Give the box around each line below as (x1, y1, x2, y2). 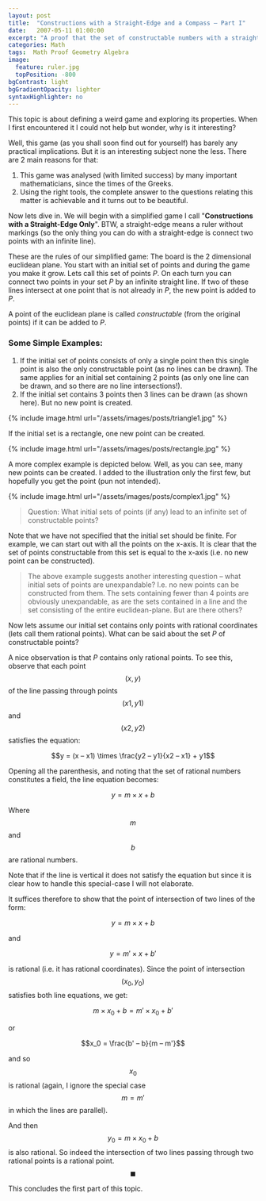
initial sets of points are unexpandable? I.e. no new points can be (27, 580, 240, 589)
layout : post (8, 11, 51, 20)
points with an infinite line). (8, 236, 97, 246)
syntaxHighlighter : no (8, 93, 83, 101)
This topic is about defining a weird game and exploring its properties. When (8, 114, 258, 124)
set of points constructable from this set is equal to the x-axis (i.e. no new (8, 547, 249, 557)
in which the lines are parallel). (8, 1105, 108, 1115)
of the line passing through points (8, 685, 118, 695)
